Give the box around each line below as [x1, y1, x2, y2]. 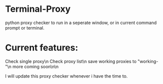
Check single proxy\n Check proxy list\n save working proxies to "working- [5, 58, 159, 64]
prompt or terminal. [5, 25, 45, 30]
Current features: [5, 42, 78, 54]
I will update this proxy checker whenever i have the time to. [5, 73, 128, 79]
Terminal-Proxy [5, 3, 71, 15]
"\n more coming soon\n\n [5, 63, 59, 69]
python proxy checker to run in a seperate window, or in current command [5, 20, 157, 26]
